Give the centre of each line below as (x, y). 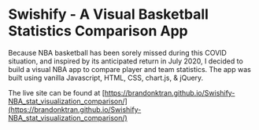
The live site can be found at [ (56, 92)
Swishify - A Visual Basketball (108, 14)
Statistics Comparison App (98, 31)
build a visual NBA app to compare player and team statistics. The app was (130, 69)
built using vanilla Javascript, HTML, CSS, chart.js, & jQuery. (106, 78)
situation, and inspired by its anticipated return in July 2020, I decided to (126, 61)
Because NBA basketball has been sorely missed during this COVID (117, 52)
